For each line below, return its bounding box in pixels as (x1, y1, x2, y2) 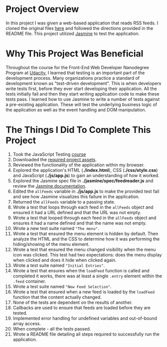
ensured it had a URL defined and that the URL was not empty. (12, 209, 142, 215)
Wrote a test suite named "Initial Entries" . (12, 262, 105, 268)
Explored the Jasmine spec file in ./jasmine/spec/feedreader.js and (12, 178, 154, 184)
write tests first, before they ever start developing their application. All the (5, 86, 157, 92)
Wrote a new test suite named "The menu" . (12, 225, 99, 231)
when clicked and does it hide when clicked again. (12, 257, 117, 263)
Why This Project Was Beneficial (5, 48, 144, 59)
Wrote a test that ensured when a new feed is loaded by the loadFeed (12, 289, 155, 295)
